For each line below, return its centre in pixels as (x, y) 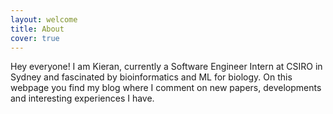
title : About (37, 29)
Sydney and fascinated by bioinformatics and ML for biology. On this (151, 77)
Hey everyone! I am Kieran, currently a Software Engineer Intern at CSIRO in (166, 67)
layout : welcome (44, 19)
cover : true (35, 38)
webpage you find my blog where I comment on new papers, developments (166, 88)
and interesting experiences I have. (82, 98)
